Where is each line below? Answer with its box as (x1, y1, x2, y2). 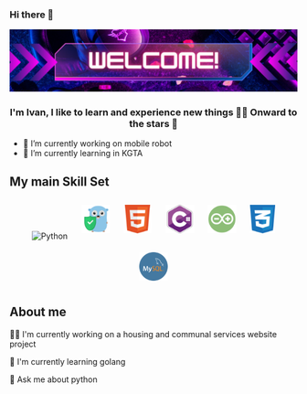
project (9, 338, 37, 349)
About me (9, 304, 67, 320)
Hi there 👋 (9, 8, 55, 21)
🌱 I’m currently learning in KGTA (22, 147, 143, 158)
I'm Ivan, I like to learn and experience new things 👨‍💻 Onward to (9, 105, 298, 118)
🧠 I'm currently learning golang (9, 356, 126, 367)
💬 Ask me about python (9, 374, 98, 385)
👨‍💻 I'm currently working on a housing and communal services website (9, 328, 277, 339)
